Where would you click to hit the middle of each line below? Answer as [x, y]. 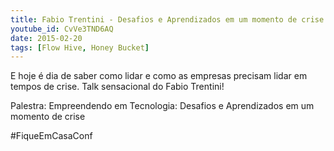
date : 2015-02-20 [46, 38]
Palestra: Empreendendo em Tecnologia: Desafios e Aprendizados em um [162, 106]
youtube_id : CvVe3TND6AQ [62, 29]
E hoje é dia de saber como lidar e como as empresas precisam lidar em [159, 76]
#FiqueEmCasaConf [51, 136]
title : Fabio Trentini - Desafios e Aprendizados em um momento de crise [167, 19]
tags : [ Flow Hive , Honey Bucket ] [80, 47]
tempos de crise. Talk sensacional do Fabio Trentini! [117, 87]
